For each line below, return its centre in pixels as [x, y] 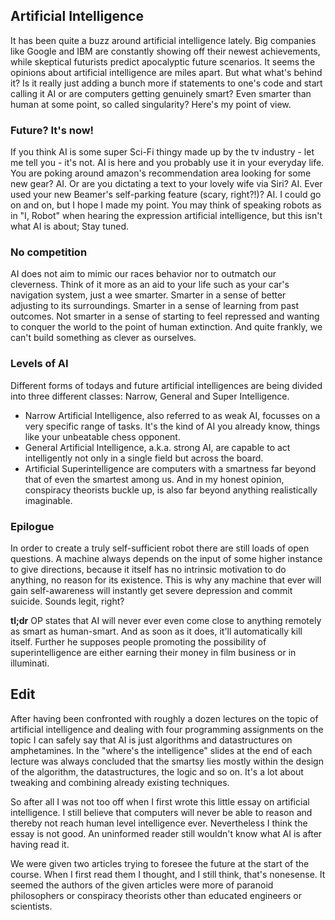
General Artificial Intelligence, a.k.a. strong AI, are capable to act [157, 447]
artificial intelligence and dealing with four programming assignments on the [167, 729]
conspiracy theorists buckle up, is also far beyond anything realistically [171, 490]
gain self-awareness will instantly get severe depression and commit [151, 590]
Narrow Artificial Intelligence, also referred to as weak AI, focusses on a [172, 415]
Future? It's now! [52, 130]
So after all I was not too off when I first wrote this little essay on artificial [160, 801]
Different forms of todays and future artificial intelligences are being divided [166, 385]
